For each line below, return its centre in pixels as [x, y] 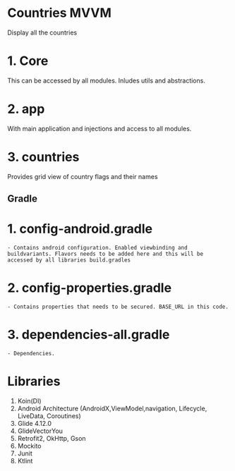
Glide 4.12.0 [34, 423]
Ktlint [25, 460]
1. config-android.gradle [80, 229]
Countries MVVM [59, 13]
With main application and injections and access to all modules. [100, 128]
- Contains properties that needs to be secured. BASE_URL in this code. [118, 307]
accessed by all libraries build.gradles [69, 260]
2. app [26, 109]
